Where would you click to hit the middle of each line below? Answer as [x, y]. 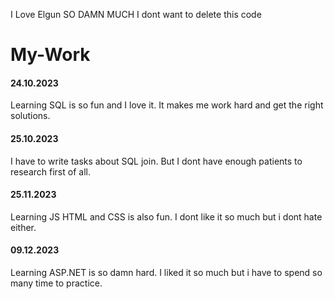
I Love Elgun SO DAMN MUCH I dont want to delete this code [136, 14]
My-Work [50, 55]
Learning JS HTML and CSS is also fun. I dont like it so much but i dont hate [166, 216]
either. [23, 227]
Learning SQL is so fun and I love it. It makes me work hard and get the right [167, 105]
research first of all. [50, 171]
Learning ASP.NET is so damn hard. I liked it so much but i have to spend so [166, 272]
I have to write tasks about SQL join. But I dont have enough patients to [156, 161]
